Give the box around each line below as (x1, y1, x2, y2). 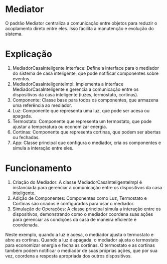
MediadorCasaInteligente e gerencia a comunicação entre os (12, 86, 139, 92)
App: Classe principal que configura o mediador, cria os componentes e (12, 140, 161, 146)
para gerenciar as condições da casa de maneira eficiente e (12, 216, 137, 222)
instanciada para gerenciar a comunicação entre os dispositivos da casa (12, 184, 162, 190)
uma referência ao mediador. (12, 102, 72, 108)
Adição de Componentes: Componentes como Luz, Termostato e (12, 195, 147, 201)
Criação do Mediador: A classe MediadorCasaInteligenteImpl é (12, 179, 142, 185)
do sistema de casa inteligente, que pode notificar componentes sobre (12, 70, 159, 76)
